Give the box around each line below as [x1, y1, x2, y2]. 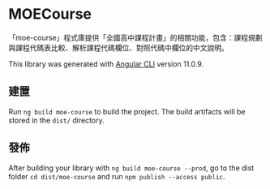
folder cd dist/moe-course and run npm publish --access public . [8, 171, 225, 181]
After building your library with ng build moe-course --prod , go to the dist [8, 163, 255, 173]
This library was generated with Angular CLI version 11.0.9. [8, 58, 204, 69]
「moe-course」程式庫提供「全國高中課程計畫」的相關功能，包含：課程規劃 [8, 32, 263, 42]
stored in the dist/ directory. [8, 115, 105, 125]
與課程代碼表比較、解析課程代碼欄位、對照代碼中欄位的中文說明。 [8, 42, 229, 53]
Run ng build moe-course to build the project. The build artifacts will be [8, 106, 246, 116]
